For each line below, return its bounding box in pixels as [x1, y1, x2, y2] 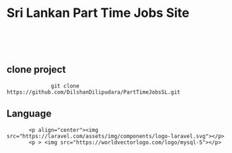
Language [6, 108, 52, 120]
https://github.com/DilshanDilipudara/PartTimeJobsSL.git [6, 88, 181, 96]
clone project [6, 63, 66, 75]
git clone [51, 82, 80, 90]
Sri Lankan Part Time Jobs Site [6, 5, 190, 21]
